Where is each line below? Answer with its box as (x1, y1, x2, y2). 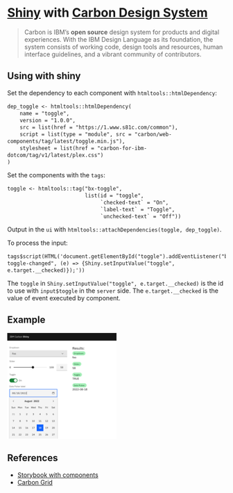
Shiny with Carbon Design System (7, 5, 208, 21)
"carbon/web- (134, 131, 172, 138)
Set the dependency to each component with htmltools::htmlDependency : (7, 88, 217, 97)
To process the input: (7, 239, 68, 247)
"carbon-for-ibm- (96, 145, 148, 152)
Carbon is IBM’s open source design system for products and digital (24, 28, 220, 36)
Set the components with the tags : (7, 170, 106, 179)
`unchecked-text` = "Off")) (100, 213, 182, 220)
